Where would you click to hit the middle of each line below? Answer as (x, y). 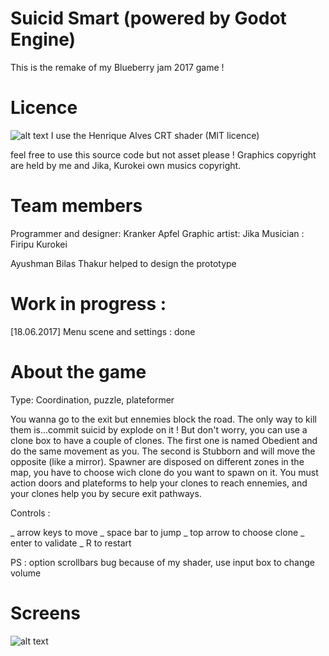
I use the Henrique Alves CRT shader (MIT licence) (155, 135)
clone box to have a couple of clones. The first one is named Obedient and (164, 440)
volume (26, 573)
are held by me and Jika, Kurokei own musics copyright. (126, 165)
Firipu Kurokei (39, 244)
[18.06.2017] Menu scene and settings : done (103, 331)
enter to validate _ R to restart (71, 543)
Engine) (43, 39)
